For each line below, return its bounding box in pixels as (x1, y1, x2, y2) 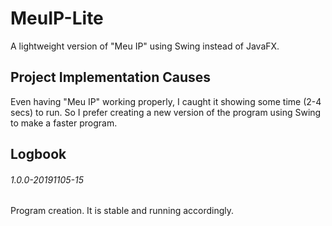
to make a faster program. (10, 117, 118, 129)
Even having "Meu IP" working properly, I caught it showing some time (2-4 (10, 95, 322, 107)
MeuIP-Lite (10, 7, 104, 30)
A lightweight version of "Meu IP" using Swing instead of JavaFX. (10, 40, 280, 52)
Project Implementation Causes (10, 69, 212, 86)
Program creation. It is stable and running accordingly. (10, 205, 235, 217)
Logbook (10, 146, 67, 163)
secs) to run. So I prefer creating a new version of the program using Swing (10, 106, 322, 118)
